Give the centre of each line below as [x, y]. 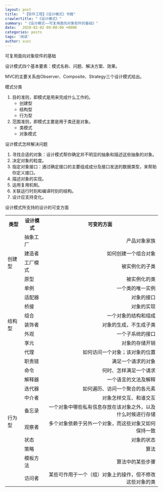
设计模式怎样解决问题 [26, 144]
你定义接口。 [25, 172]
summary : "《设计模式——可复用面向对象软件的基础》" [52, 23]
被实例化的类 [141, 279]
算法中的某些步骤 [136, 462]
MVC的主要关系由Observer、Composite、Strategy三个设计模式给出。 [75, 76]
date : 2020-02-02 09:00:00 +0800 [41, 28]
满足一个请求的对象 [133, 361]
